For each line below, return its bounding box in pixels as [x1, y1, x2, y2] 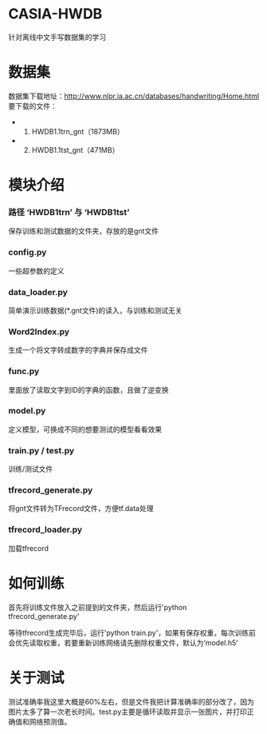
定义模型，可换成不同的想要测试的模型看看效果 [8, 425, 162, 434]
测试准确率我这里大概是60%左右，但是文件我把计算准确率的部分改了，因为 [8, 696, 255, 706]
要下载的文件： [8, 101, 57, 110]
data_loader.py [8, 286, 68, 297]
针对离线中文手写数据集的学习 [8, 32, 106, 42]
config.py [8, 247, 47, 258]
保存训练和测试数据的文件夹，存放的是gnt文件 [8, 226, 159, 236]
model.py [8, 405, 46, 417]
